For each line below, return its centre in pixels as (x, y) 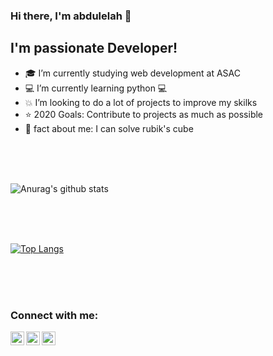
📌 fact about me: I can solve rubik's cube (109, 128)
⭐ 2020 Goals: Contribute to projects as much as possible (144, 114)
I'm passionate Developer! (94, 48)
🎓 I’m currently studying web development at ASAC (132, 73)
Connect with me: (54, 315)
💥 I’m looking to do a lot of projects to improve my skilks (141, 102)
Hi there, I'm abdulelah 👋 (71, 16)
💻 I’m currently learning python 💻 (96, 88)
